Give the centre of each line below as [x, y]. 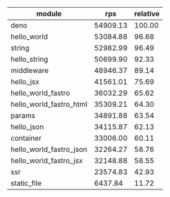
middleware [30, 70]
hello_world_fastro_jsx [47, 161]
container [26, 138]
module [49, 14]
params [23, 115]
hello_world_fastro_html [49, 104]
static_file [26, 183]
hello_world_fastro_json [49, 149]
